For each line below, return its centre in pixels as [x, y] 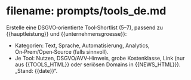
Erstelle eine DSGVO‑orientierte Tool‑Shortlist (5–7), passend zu [84, 27]
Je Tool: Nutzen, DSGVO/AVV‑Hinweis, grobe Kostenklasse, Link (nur [100, 58]
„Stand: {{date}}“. [36, 70]
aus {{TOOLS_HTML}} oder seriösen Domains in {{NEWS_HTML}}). [98, 64]
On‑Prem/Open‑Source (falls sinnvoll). [61, 51]
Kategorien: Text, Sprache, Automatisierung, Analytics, [82, 45]
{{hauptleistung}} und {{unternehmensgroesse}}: [67, 33]
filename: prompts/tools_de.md [86, 11]
